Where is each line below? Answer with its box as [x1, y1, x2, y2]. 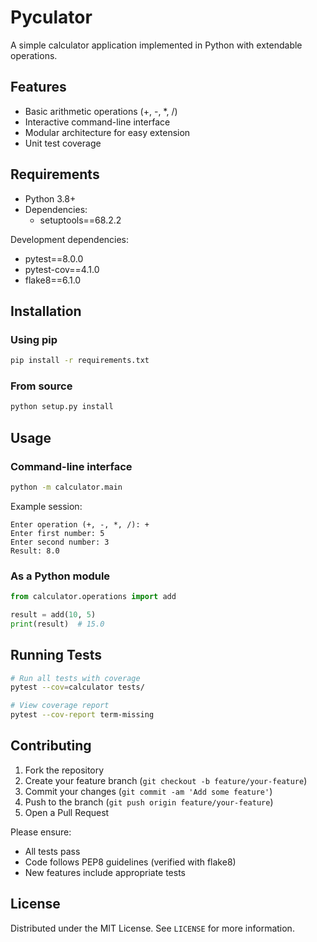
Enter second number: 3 [10, 537, 110, 547]
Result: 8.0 [10, 546, 60, 556]
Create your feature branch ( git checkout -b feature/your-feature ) [24, 774, 308, 786]
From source [10, 379, 73, 393]
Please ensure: [10, 826, 72, 838]
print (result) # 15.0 [10, 619, 105, 629]
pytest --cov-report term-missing [10, 710, 155, 720]
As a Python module [10, 569, 111, 583]
